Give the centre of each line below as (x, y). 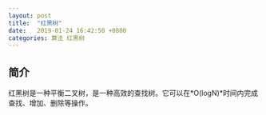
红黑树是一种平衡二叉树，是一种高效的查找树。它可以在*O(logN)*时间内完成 (133, 93)
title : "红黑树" (35, 23)
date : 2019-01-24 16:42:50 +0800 (67, 30)
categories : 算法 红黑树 (47, 38)
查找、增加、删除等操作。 (50, 103)
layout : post (30, 16)
